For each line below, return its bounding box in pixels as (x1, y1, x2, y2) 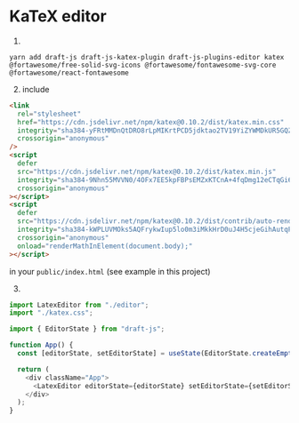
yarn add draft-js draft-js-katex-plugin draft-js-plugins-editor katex (9, 52, 285, 61)
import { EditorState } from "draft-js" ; (9, 324, 166, 334)
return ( (17, 364, 50, 374)
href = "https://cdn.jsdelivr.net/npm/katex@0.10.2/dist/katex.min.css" (17, 117, 285, 126)
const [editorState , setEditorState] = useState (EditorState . (17, 349, 253, 358)
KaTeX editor (9, 6, 107, 27)
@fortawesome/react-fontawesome (9, 68, 129, 77)
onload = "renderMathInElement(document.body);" (17, 242, 193, 251)
